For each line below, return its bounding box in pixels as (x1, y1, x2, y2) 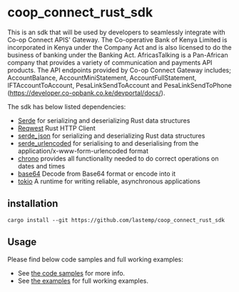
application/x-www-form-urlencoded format (17, 146, 148, 155)
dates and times (17, 161, 66, 170)
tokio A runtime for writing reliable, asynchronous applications (17, 176, 201, 186)
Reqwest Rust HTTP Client (17, 124, 96, 132)
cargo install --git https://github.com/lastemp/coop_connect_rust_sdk (7, 216, 225, 223)
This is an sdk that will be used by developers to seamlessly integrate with (7, 28, 226, 36)
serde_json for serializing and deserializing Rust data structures (17, 131, 205, 140)
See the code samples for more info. (17, 268, 126, 277)
